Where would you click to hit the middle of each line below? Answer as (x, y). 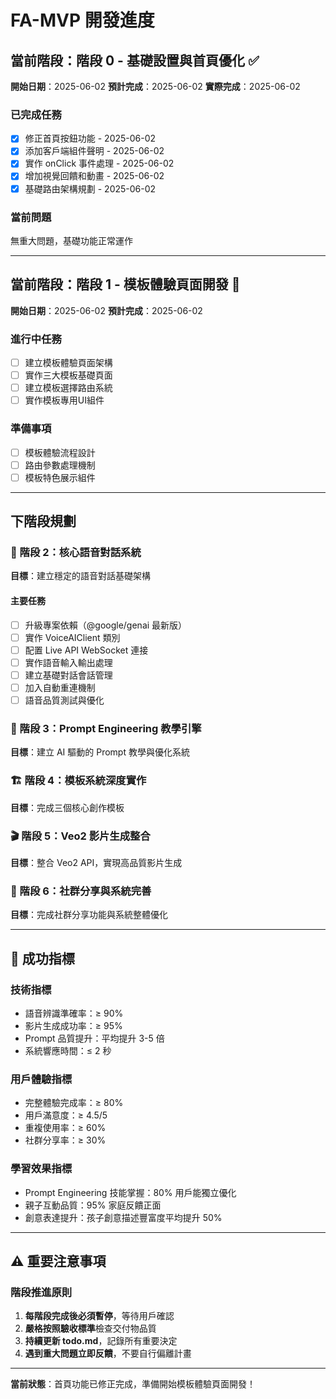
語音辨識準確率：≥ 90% (74, 1013)
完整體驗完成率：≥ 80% (74, 1103)
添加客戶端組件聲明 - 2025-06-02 (94, 151)
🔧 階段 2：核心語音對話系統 (76, 553)
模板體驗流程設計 (60, 452)
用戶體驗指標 (41, 1079)
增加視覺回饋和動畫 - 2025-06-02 (94, 176)
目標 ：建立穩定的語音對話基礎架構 (80, 576)
